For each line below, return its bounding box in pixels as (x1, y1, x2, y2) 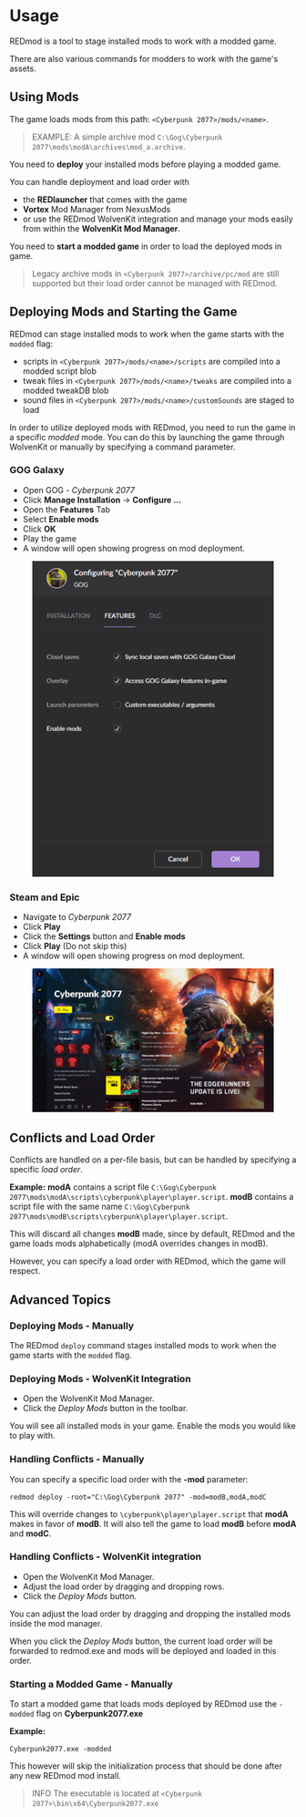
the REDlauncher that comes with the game (22, 193, 188, 205)
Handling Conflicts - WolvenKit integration (9, 1551, 202, 1564)
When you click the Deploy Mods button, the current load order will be (9, 1636, 273, 1647)
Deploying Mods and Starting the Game (9, 305, 238, 320)
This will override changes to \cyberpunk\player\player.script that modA (9, 1508, 289, 1519)
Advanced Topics (9, 1292, 111, 1307)
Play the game (22, 532, 77, 543)
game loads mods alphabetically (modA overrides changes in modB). (9, 1238, 269, 1249)
